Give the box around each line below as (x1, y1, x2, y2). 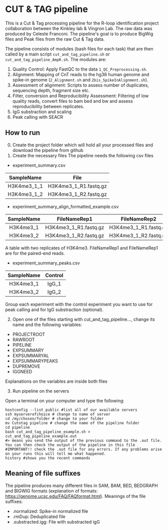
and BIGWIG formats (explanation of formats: (5, 487, 98, 494)
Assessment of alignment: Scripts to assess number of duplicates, (12, 82, 149, 88)
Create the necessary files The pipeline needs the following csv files (12, 152, 153, 158)
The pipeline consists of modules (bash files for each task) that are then (5, 46, 153, 52)
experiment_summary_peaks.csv (12, 259, 80, 266)
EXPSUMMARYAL (12, 352, 49, 359)
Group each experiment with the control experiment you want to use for (5, 301, 153, 307)
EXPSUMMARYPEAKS (12, 358, 58, 364)
